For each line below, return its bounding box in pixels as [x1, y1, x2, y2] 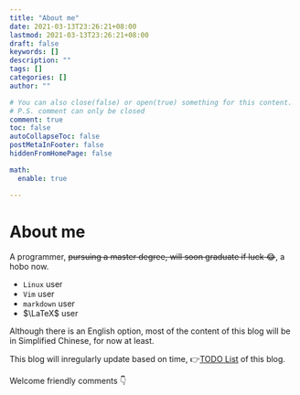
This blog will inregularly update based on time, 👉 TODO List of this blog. [9, 354, 286, 365]
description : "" [9, 56, 71, 65]
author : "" [9, 81, 51, 91]
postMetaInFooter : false [9, 141, 104, 150]
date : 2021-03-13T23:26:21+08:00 [9, 22, 137, 31]
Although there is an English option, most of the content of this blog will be [9, 326, 291, 336]
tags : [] [9, 65, 43, 74]
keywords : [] [9, 48, 59, 57]
